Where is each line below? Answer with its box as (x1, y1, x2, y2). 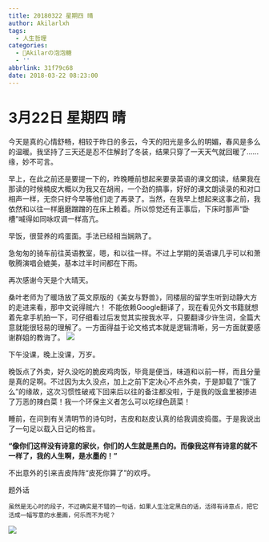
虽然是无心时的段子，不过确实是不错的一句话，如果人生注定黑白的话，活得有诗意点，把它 (8, 503, 259, 511)
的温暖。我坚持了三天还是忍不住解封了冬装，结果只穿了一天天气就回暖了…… (8, 146, 259, 157)
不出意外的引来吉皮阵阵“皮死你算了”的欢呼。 (8, 467, 155, 478)
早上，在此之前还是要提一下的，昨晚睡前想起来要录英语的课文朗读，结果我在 (8, 173, 261, 183)
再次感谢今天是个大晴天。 (8, 275, 93, 285)
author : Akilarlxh (8, 19, 70, 27)
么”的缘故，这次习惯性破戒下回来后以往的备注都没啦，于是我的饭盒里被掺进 (8, 386, 258, 396)
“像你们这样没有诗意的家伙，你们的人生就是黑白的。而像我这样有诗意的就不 (8, 441, 258, 450)
